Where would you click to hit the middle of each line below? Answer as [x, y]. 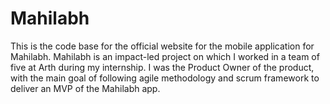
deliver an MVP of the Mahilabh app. [85, 88]
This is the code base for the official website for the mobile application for [162, 46]
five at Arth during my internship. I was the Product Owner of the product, [162, 67]
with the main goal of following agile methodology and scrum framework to [165, 78]
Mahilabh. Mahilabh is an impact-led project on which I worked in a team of [165, 56]
